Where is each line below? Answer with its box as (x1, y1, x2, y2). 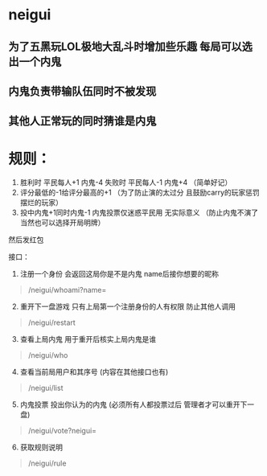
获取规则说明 (19, 442, 63, 452)
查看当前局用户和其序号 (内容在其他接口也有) (19, 367, 169, 377)
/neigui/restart (27, 318, 76, 327)
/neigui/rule (27, 458, 67, 468)
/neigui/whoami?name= (27, 285, 107, 295)
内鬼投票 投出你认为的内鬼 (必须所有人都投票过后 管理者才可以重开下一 (19, 400, 255, 409)
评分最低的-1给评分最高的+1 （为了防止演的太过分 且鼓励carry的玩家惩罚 (19, 187, 260, 198)
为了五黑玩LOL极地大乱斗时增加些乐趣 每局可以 (8, 39, 243, 53)
